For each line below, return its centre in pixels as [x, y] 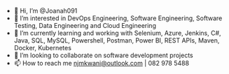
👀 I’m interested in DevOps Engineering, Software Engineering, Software [118, 18]
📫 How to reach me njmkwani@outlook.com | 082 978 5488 [102, 63]
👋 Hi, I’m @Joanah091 [46, 11]
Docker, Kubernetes [43, 48]
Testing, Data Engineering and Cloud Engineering [85, 25]
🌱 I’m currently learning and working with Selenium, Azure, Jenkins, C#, [118, 33]
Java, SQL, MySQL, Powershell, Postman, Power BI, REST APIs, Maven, [117, 40]
